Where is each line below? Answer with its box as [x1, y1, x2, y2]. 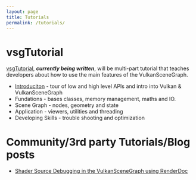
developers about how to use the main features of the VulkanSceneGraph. [6, 71, 188, 78]
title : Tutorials [6, 14, 49, 20]
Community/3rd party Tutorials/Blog [6, 135, 191, 149]
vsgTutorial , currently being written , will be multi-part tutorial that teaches [6, 65, 189, 72]
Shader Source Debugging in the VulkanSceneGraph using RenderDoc [14, 168, 188, 175]
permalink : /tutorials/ [6, 20, 66, 26]
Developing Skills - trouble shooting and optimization [14, 114, 145, 122]
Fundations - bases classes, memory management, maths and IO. [14, 96, 176, 103]
